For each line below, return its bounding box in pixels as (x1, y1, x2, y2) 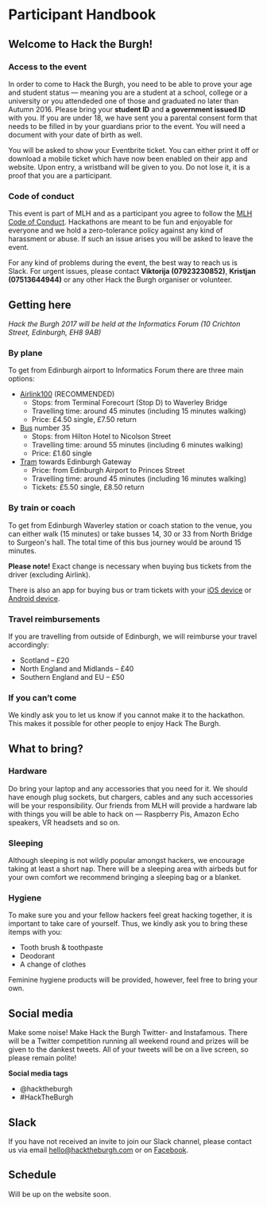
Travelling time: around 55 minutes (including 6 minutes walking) (31, 440, 244, 450)
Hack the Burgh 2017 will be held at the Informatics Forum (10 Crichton (8, 318, 241, 328)
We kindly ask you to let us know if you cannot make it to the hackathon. (8, 710, 246, 720)
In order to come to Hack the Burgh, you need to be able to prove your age (8, 79, 253, 88)
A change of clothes (19, 959, 87, 969)
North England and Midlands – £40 (19, 663, 134, 674)
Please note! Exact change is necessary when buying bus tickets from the (8, 561, 252, 571)
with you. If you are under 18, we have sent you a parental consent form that (8, 113, 257, 123)
